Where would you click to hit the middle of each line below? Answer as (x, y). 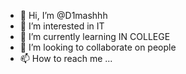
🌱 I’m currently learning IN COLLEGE (95, 36)
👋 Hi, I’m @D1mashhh (63, 15)
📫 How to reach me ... (66, 58)
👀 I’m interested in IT (62, 26)
